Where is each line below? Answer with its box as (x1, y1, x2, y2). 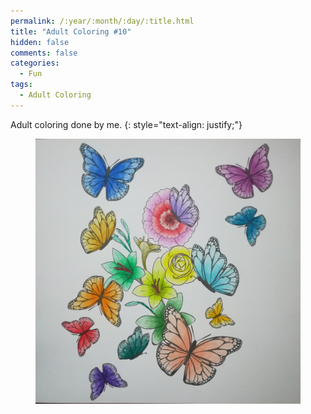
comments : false (10, 48, 78, 58)
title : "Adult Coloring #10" (10, 26, 132, 37)
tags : (10, 80, 33, 90)
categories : (10, 58, 60, 69)
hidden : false (10, 37, 70, 47)
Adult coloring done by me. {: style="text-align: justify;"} (10, 118, 243, 130)
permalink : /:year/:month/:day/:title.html (10, 16, 195, 26)
